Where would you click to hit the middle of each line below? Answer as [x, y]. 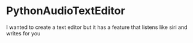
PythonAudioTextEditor [66, 11]
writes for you [23, 33]
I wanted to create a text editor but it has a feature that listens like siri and [97, 27]
